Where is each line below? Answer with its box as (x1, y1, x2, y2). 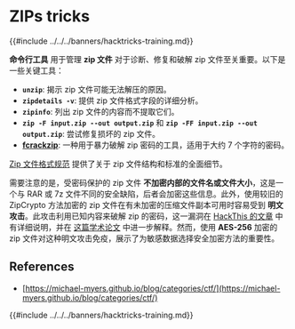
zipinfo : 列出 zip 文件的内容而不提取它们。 (21, 106, 179, 116)
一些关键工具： (9, 65, 64, 76)
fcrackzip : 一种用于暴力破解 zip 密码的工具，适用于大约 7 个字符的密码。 (21, 140, 290, 150)
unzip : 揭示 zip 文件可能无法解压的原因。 (21, 84, 171, 94)
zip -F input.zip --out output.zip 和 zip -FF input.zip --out (21, 117, 258, 128)
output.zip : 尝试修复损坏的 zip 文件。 (21, 128, 160, 139)
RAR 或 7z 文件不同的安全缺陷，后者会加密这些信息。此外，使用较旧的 (26, 189, 284, 199)
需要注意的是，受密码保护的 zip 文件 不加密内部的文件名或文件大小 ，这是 (9, 177, 276, 188)
